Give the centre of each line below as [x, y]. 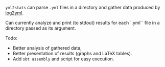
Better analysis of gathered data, [47, 48]
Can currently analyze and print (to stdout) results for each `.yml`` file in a [82, 23]
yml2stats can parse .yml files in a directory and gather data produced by [83, 7]
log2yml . [15, 13]
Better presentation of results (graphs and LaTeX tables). [72, 53]
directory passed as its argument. [41, 28]
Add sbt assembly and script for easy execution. [63, 59]
